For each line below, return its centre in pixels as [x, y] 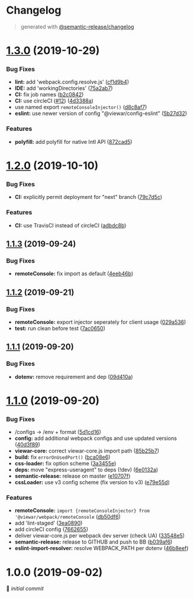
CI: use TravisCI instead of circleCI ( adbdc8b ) [70, 225]
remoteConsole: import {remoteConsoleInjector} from [82, 510]
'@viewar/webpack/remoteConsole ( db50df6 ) [68, 517]
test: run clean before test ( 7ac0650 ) [60, 328]
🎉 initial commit [25, 589]
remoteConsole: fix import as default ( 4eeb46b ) [74, 274]
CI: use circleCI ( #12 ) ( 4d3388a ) [54, 101]
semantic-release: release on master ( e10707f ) [72, 476]
